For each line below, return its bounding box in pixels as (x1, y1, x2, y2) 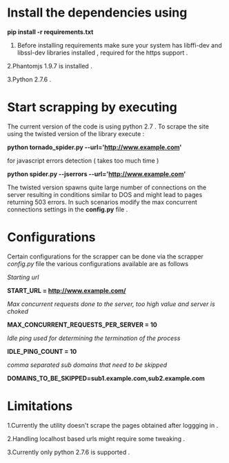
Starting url (7, 273, 39, 281)
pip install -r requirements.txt (7, 28, 94, 36)
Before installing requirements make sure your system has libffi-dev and (17, 41, 222, 49)
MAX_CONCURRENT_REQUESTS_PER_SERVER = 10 (7, 320, 157, 329)
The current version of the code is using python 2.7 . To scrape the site (7, 122, 209, 131)
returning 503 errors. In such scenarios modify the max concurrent (7, 198, 198, 206)
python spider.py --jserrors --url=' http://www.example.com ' (7, 169, 186, 178)
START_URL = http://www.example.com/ (7, 286, 126, 294)
